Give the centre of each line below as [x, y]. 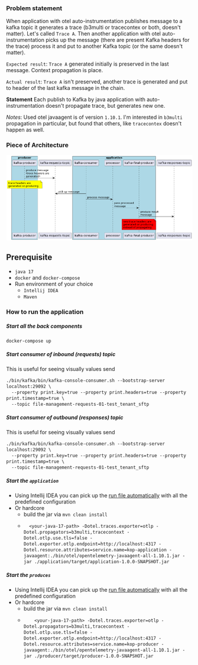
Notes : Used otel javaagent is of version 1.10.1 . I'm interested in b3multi [95, 117]
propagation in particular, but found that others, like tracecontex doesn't [94, 124]
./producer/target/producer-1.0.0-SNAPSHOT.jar [94, 656]
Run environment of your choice [54, 284]
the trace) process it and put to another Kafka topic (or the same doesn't [95, 46]
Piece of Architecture [38, 145]
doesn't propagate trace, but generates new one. [105, 106]
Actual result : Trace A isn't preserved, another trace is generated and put [97, 82]
